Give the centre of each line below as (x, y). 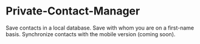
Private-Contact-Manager (73, 11)
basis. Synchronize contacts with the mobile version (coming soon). (91, 34)
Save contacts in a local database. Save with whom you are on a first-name (100, 28)
